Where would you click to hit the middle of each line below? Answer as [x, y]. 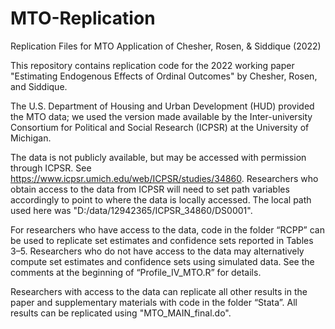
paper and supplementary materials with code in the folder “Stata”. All [154, 302]
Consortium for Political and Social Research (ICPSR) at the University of [160, 127]
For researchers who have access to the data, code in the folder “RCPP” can [167, 229]
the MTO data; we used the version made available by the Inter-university [161, 116]
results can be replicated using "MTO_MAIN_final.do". [121, 313]
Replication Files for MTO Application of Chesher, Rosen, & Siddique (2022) [166, 46]
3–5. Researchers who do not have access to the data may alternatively [157, 251]
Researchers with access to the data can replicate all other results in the [159, 291]
